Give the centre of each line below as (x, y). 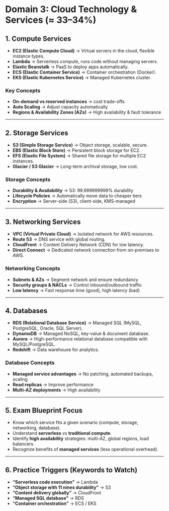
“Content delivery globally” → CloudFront (57, 493)
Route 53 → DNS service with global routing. (59, 239)
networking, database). (37, 428)
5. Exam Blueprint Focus (44, 410)
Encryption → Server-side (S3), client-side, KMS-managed (74, 201)
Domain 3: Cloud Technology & (71, 9)
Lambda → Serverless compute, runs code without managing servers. (85, 61)
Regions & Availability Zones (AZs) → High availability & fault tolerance (87, 112)
